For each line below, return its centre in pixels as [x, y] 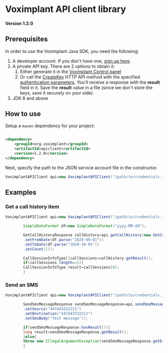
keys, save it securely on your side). [57, 93]
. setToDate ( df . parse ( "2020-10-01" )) [61, 244]
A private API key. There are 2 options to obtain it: [63, 66]
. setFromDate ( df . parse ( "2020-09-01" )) [63, 240]
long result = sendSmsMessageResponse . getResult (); [76, 332]
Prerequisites [26, 39]
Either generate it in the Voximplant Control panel [70, 72]
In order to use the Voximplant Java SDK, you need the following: [72, 51]
